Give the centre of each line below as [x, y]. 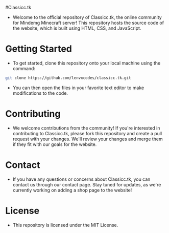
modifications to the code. [40, 93]
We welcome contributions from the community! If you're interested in [86, 128]
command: [24, 68]
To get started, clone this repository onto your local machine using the [87, 63]
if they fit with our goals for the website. [55, 144]
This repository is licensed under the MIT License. [65, 225]
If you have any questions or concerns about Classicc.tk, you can [81, 179]
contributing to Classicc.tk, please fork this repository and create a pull [87, 133]
